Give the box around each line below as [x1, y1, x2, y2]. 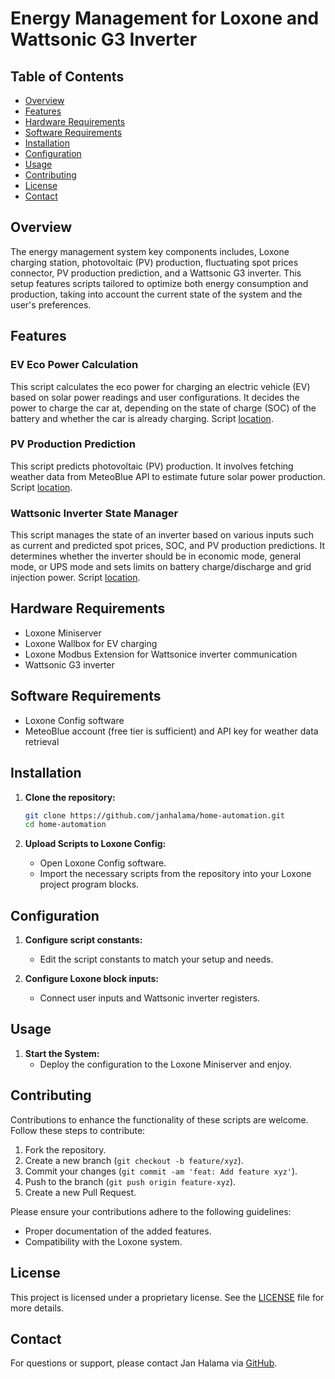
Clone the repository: [24, 791, 116, 803]
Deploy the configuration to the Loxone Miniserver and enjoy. [39, 1058, 292, 1070]
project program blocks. [39, 878, 140, 891]
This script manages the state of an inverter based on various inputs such [10, 529, 315, 541]
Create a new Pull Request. [24, 1186, 137, 1198]
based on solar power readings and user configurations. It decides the [10, 391, 300, 403]
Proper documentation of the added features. [24, 1225, 212, 1237]
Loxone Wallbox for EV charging [24, 637, 158, 649]
